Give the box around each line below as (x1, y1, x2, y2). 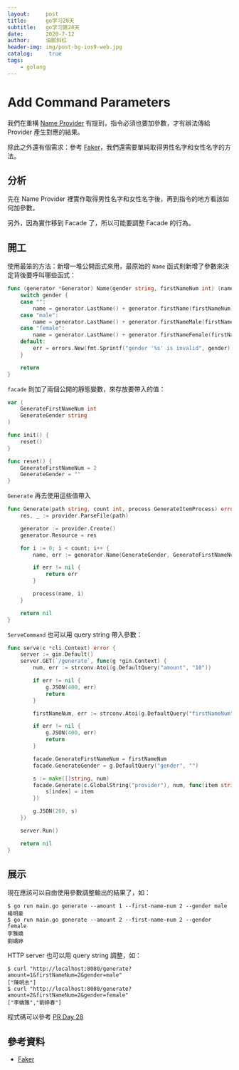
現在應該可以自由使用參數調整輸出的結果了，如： (7, 888, 151, 897)
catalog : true (7, 51, 62, 58)
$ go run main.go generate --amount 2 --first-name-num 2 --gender (7, 917, 212, 924)
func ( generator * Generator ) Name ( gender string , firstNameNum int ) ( (7, 285, 221, 292)
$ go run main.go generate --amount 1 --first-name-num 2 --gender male (7, 902, 228, 910)
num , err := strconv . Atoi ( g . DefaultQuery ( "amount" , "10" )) (33, 664, 212, 672)
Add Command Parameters (7, 94, 171, 110)
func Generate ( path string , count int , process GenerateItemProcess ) (7, 505, 218, 513)
